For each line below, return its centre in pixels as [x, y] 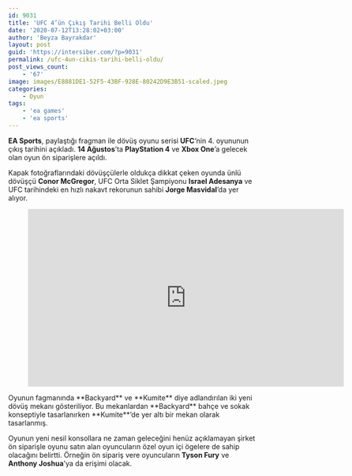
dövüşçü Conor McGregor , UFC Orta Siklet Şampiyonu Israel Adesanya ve [130, 181]
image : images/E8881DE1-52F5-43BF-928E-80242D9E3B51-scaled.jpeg [118, 81]
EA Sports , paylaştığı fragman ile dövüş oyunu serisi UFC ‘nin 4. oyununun [129, 141]
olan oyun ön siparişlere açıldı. [58, 157]
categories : [28, 89]
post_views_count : [38, 67]
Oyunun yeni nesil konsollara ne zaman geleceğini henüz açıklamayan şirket [132, 438]
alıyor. [18, 197]
